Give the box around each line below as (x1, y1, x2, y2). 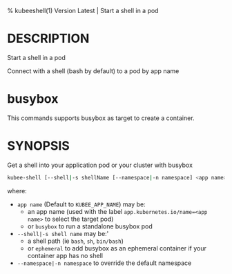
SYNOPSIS (7, 138, 70, 154)
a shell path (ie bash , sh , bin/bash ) (27, 237, 124, 245)
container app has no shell (27, 251, 104, 260)
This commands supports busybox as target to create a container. (7, 114, 195, 122)
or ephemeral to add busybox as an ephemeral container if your (27, 244, 207, 252)
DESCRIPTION (7, 31, 90, 46)
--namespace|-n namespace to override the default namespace (17, 259, 192, 267)
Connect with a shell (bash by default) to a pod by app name (7, 66, 180, 75)
